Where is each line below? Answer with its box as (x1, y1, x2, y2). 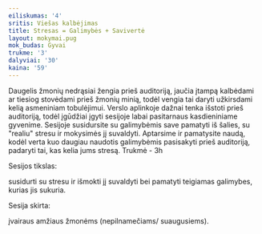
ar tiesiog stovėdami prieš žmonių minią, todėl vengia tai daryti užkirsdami (8, 94, 253, 104)
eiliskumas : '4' (8, 11, 62, 20)
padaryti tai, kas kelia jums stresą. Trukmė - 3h (8, 145, 163, 155)
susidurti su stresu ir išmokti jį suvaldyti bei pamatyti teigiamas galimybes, (8, 176, 253, 186)
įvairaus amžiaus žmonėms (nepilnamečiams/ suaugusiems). (8, 216, 210, 225)
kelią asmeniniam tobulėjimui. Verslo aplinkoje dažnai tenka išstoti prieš (8, 103, 244, 112)
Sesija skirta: (8, 200, 50, 210)
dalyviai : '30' (8, 57, 59, 65)
